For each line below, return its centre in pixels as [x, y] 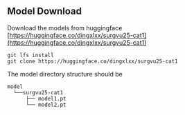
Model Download [44, 11]
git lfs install [30, 55]
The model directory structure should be [65, 74]
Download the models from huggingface [65, 28]
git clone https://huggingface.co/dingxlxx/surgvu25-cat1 [92, 61]
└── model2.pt [46, 105]
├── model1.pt [46, 98]
